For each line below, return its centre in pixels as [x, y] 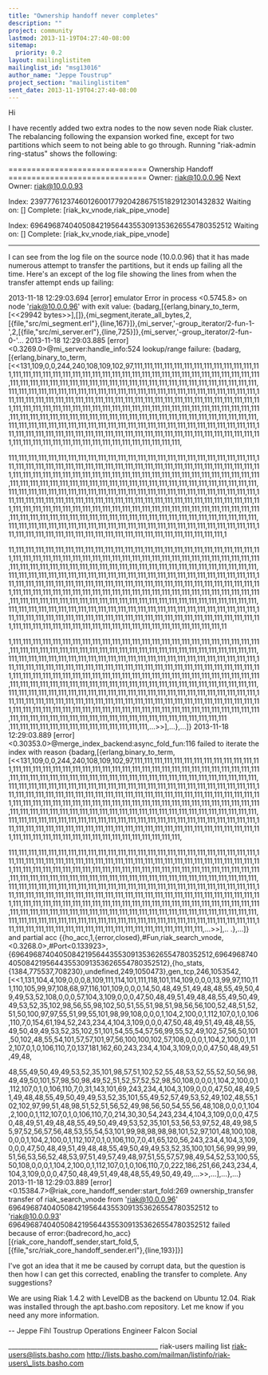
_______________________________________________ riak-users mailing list [119, 1346]
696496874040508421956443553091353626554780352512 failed [119, 1225]
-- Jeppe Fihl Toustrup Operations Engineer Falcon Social [103, 1331]
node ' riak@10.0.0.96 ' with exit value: [70, 307]
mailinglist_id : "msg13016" [55, 68]
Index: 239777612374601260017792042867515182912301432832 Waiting [130, 201]
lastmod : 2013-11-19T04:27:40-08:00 [69, 38]
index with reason [37, 752]
